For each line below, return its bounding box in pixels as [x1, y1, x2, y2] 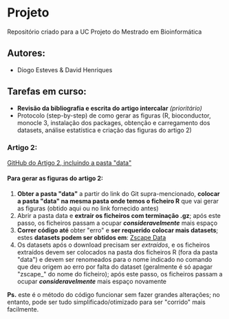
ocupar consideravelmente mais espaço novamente [17, 277, 167, 286]
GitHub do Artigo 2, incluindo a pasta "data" [7, 158, 132, 166]
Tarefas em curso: [7, 86, 87, 98]
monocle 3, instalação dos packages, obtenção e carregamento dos [17, 118, 210, 126]
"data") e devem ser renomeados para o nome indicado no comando [17, 256, 212, 264]
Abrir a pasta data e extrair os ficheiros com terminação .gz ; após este [17, 212, 221, 220]
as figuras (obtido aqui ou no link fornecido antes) [17, 204, 160, 212]
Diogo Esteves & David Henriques [17, 65, 113, 74]
